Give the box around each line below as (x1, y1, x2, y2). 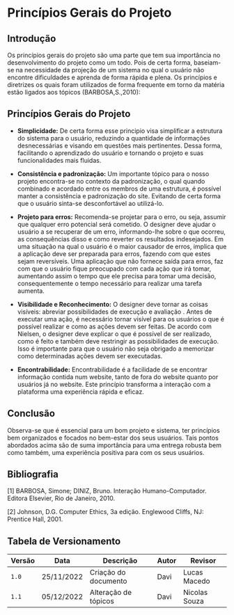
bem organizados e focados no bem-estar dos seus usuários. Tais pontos (7, 433, 219, 442)
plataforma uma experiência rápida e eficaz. (17, 388, 144, 396)
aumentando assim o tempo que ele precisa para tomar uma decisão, (17, 271, 217, 280)
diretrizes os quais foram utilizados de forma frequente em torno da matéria (7, 81, 225, 88)
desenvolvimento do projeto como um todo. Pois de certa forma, (7, 58, 193, 67)
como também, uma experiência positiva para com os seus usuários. (7, 448, 205, 456)
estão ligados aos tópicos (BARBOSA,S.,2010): (7, 88, 141, 96)
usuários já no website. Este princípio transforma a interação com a (17, 380, 211, 388)
